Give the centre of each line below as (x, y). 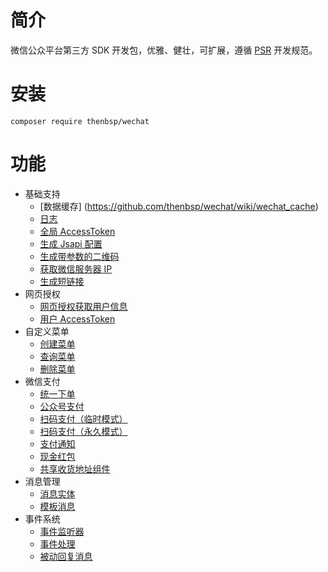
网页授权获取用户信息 (83, 306)
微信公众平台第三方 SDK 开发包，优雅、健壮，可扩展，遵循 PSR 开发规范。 (164, 50)
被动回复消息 (66, 556)
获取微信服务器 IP (76, 268)
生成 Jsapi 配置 (71, 243)
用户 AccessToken (77, 318)
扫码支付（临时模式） (83, 418)
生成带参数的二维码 (79, 256)
